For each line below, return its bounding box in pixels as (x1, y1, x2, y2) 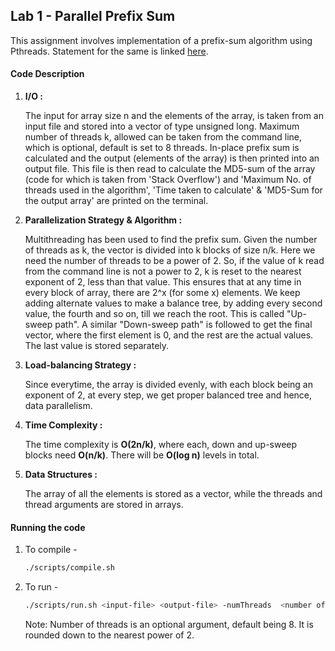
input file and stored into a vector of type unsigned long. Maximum (24, 120, 300, 133)
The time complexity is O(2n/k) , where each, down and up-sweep (24, 439, 298, 451)
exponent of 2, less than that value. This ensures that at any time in (24, 276, 302, 288)
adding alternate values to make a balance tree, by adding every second (24, 297, 323, 309)
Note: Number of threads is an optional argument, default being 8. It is (24, 618, 314, 630)
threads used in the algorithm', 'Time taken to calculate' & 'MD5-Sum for (24, 184, 323, 196)
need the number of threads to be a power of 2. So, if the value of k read (24, 255, 325, 267)
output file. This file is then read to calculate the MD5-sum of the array (24, 163, 316, 175)
